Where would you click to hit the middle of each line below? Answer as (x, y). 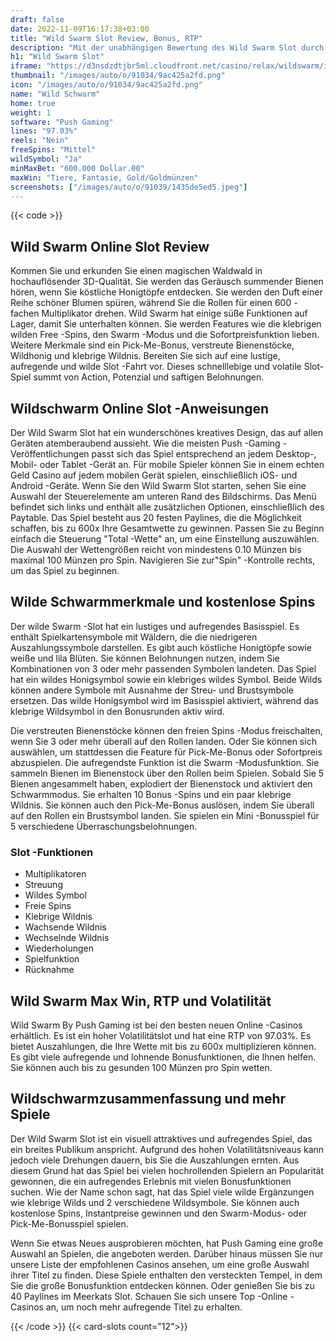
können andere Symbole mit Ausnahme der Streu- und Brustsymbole (152, 690)
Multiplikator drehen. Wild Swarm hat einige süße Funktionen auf (174, 313)
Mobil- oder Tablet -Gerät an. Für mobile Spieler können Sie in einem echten (167, 464)
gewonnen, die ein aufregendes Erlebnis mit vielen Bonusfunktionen (151, 1181)
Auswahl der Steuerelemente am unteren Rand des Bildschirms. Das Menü (163, 496)
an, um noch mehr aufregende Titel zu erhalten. (144, 1307)
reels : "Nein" (40, 141)
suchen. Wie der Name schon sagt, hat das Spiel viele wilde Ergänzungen (162, 1192)
